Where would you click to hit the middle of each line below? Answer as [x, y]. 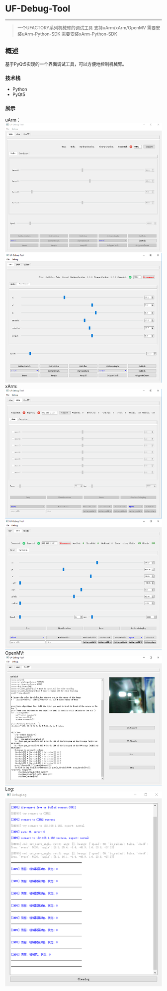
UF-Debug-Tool [38, 9]
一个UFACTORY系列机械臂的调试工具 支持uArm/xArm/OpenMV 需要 [86, 27]
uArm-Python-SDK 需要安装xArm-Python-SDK [70, 34]
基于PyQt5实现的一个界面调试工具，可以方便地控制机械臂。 [66, 64]
